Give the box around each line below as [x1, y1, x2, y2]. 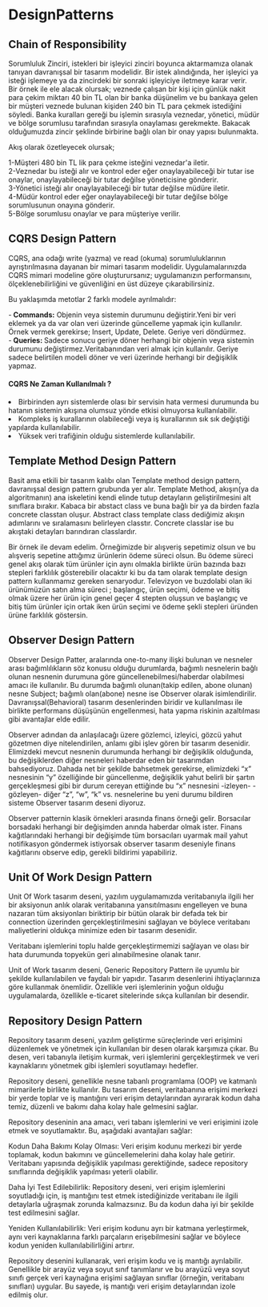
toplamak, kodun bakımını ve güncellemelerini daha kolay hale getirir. [8, 1150, 236, 1160]
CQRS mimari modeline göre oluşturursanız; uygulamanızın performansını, [8, 270, 252, 279]
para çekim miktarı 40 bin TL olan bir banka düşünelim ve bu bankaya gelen [8, 93, 258, 102]
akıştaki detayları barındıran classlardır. [8, 526, 138, 536]
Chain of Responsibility [8, 38, 127, 51]
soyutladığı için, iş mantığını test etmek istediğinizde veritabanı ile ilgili [8, 1191, 238, 1200]
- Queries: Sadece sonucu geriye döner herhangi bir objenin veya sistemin [8, 335, 254, 345]
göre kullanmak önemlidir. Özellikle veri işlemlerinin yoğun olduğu [8, 983, 224, 992]
